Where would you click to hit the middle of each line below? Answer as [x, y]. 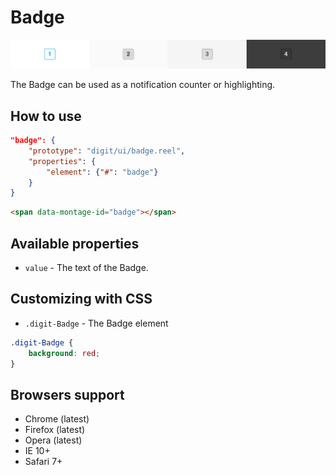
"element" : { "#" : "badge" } [102, 172]
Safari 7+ [43, 462]
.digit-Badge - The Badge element [96, 323]
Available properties [75, 243]
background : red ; [64, 353]
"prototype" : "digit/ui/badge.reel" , [107, 151]
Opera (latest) [53, 440]
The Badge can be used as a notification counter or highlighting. [143, 85]
